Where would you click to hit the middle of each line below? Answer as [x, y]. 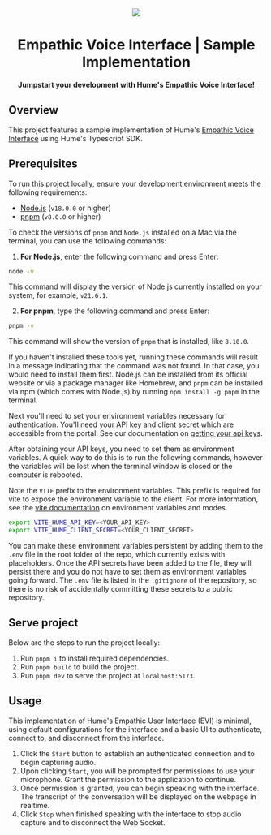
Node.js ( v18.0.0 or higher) [66, 208]
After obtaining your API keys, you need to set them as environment [121, 449]
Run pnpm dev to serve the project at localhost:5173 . [108, 675]
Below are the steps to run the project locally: [84, 642]
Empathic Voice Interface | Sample [136, 45]
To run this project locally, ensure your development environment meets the [135, 183]
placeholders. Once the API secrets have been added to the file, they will [130, 563]
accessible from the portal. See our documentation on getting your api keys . [136, 433]
